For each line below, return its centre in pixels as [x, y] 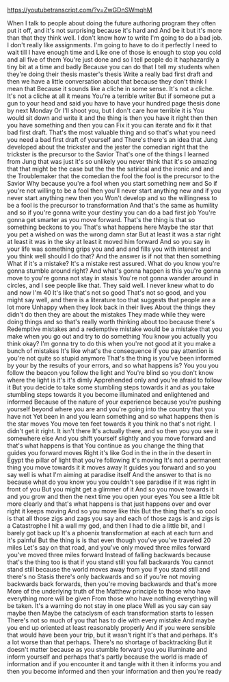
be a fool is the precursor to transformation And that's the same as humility [113, 205]
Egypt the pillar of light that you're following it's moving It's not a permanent [114, 460]
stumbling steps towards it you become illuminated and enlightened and [108, 394]
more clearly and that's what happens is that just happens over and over [109, 504]
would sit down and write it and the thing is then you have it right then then [112, 118]
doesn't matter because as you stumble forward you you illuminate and [107, 649]
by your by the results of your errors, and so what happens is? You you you [113, 365]
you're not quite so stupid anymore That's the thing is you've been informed [114, 358]
